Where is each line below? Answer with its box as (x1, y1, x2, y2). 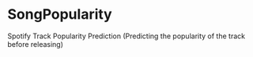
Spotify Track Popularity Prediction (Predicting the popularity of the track (7, 31, 246, 41)
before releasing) (7, 39, 64, 48)
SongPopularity (7, 5, 112, 23)
